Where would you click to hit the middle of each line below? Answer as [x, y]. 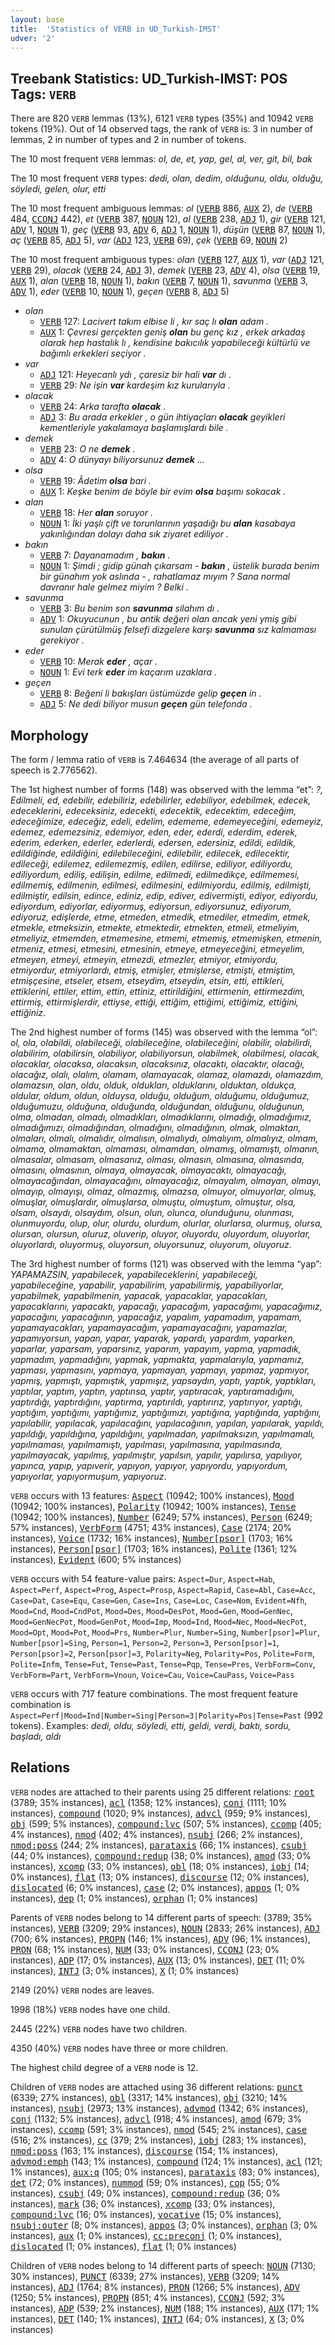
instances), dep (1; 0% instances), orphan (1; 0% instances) [134, 1898]
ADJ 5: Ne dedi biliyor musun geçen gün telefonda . [146, 704]
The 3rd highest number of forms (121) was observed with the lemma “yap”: [166, 1264]
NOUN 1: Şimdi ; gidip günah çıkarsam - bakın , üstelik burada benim [179, 566]
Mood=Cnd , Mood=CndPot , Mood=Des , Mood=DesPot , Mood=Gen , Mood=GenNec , [152, 1610]
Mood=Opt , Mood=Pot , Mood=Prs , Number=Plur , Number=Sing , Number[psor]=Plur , [165, 1632]
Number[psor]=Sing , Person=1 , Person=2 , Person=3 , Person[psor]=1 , [145, 1642]
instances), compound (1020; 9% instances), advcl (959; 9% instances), [160, 1813]
